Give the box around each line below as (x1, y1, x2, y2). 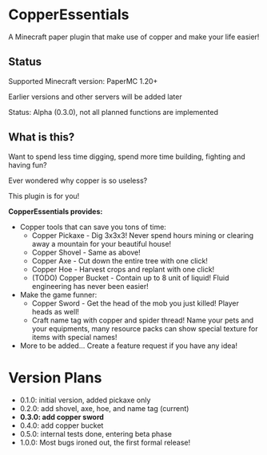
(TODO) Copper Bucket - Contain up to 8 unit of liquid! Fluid (31, 273, 229, 283)
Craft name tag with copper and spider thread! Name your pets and (31, 315, 254, 325)
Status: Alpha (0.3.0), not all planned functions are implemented (8, 107, 218, 117)
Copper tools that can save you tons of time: (19, 222, 166, 231)
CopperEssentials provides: (8, 206, 103, 216)
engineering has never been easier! (31, 281, 149, 291)
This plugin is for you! (8, 191, 80, 200)
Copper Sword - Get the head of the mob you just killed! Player (31, 298, 240, 308)
